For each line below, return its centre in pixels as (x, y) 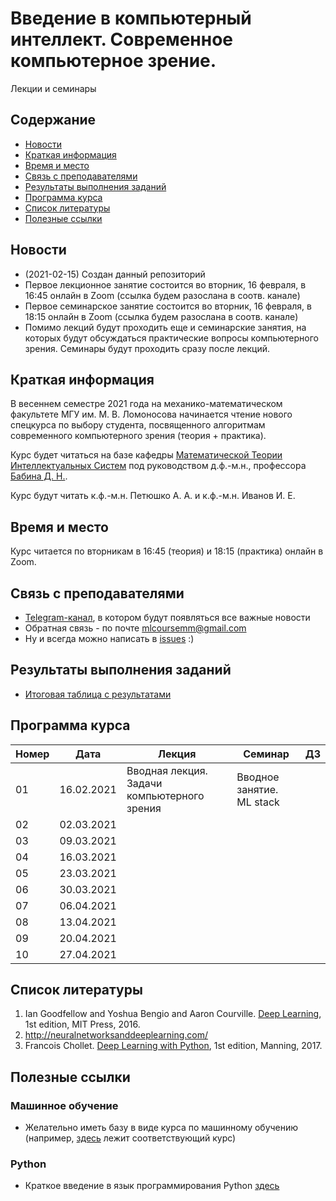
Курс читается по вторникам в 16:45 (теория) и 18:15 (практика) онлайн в (167, 551)
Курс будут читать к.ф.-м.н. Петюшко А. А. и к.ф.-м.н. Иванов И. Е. (153, 496)
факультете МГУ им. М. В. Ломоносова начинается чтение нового (151, 414)
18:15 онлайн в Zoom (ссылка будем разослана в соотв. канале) (161, 316)
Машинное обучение (64, 1105)
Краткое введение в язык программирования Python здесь (152, 1186)
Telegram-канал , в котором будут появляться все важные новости (167, 617)
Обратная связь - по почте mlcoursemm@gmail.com (135, 628)
